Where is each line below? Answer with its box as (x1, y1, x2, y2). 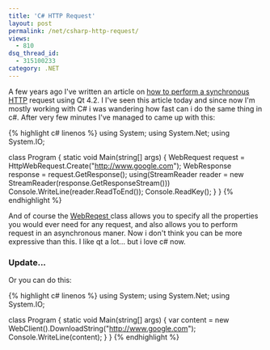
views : (8, 34, 31, 43)
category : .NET (8, 65, 60, 73)
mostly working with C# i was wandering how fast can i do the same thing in (8, 103, 263, 113)
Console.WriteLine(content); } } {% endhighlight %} (8, 332, 179, 342)
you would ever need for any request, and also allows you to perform (8, 219, 238, 229)
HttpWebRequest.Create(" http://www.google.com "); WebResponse (8, 161, 232, 171)
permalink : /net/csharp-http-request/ (8, 27, 139, 35)
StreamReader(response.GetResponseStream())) (8, 178, 171, 188)
